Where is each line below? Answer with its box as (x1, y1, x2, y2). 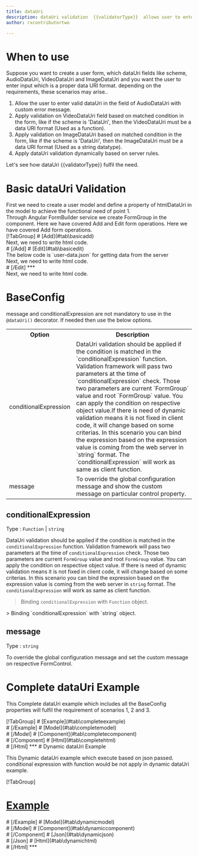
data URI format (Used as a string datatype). (14, 144, 123, 151)
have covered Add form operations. (6, 226, 93, 233)
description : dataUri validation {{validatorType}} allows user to (6, 14, 181, 20)
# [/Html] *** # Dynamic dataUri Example (6, 743, 106, 750)
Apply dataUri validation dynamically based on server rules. (14, 150, 160, 157)
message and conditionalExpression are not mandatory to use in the (6, 310, 171, 318)
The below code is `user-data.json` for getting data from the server (6, 252, 169, 259)
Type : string (6, 642, 39, 649)
